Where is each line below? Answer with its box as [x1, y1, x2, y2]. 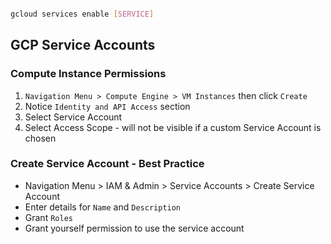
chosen [24, 132, 57, 144]
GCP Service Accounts [10, 37, 156, 54]
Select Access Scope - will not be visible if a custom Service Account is [24, 121, 322, 133]
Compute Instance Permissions [10, 67, 167, 81]
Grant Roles [24, 211, 73, 223]
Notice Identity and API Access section [24, 100, 191, 112]
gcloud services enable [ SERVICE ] [10, 9, 155, 19]
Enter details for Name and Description [24, 201, 182, 213]
